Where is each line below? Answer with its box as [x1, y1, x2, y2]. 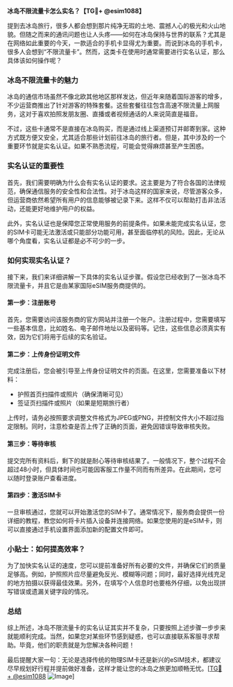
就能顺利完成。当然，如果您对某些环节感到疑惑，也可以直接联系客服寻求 [7, 632, 214, 640]
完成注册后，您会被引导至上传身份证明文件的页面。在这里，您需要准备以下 [7, 366, 220, 375]
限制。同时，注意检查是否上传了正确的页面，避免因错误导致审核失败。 [12, 422, 214, 430]
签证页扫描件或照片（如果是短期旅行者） [17, 399, 133, 407]
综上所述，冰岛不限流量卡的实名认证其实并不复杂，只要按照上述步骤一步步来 [7, 624, 226, 632]
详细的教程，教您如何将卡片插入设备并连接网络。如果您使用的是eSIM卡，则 [7, 516, 223, 524]
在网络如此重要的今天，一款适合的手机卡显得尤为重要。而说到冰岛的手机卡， [7, 39, 226, 47]
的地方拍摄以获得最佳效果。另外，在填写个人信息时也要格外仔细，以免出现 [7, 579, 220, 587]
